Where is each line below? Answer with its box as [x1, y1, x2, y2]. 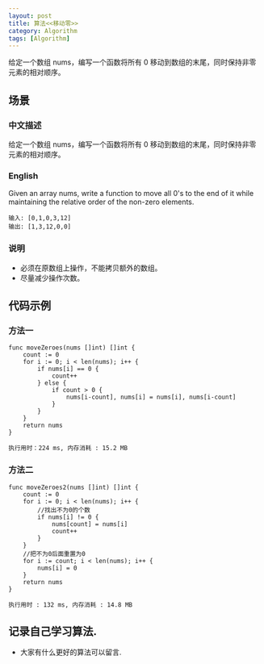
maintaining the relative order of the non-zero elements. [8, 197, 195, 207]
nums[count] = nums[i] [51, 520, 128, 528]
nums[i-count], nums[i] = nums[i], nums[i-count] [65, 393, 237, 402]
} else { [37, 379, 67, 387]
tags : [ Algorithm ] [8, 34, 70, 43]
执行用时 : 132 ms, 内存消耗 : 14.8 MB [8, 600, 133, 609]
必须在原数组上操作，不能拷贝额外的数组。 [19, 263, 162, 273]
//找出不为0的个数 [37, 506, 90, 514]
